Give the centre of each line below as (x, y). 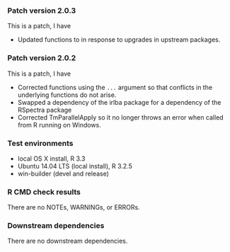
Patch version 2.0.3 (42, 11)
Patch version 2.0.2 (42, 58)
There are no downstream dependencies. (68, 241)
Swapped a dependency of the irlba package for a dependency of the (119, 102)
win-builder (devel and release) (63, 173)
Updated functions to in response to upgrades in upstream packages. (119, 40)
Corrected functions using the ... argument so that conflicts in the (115, 87)
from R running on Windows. (59, 125)
